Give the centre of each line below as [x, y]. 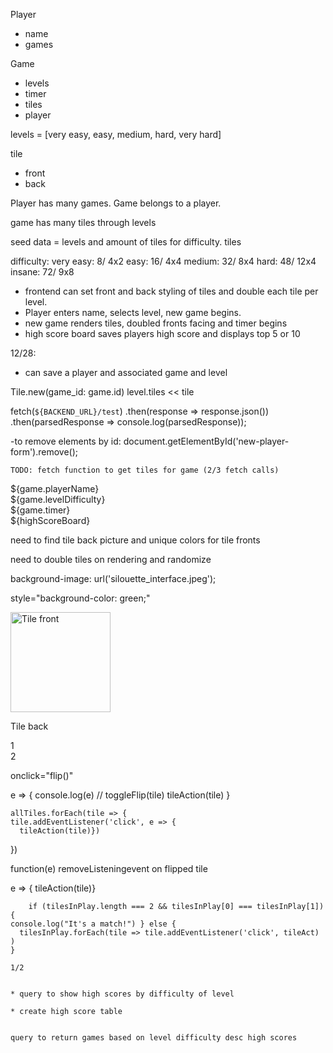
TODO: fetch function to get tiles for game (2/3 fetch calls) [145, 470]
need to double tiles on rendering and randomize [111, 559]
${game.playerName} [55, 488]
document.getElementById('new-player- [206, 441]
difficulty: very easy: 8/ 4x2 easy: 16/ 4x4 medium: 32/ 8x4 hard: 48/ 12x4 [163, 261]
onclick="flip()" [42, 775]
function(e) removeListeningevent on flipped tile [109, 868]
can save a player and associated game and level [126, 372]
